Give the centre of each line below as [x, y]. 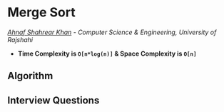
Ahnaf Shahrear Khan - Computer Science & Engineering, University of [112, 32]
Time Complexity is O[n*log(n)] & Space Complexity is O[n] [107, 54]
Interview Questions [54, 100]
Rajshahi [20, 39]
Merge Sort [42, 12]
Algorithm [30, 76]
